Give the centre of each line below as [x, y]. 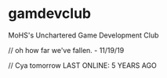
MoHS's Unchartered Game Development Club [83, 35]
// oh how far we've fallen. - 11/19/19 [66, 50]
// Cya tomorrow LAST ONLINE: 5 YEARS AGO [82, 65]
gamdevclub [50, 14]
